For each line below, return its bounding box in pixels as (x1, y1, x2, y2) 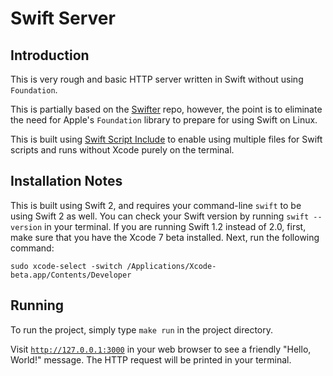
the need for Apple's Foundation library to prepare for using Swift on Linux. (10, 114, 318, 126)
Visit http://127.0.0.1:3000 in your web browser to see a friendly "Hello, (10, 343, 312, 355)
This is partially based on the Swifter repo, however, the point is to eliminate (10, 103, 323, 115)
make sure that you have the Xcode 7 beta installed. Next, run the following (10, 231, 320, 243)
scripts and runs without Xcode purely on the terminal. (10, 144, 235, 156)
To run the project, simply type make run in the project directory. (10, 323, 273, 336)
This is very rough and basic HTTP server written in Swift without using (10, 73, 304, 85)
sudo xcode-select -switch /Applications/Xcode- (10, 261, 217, 271)
